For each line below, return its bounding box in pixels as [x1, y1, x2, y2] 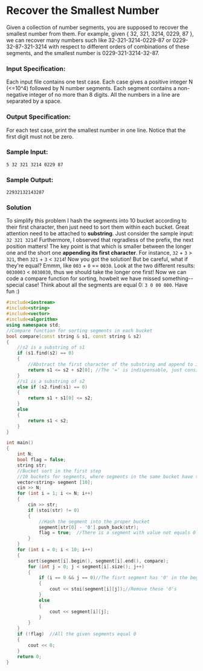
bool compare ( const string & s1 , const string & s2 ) [6, 333, 142, 339]
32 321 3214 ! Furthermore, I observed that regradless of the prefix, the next [6, 237, 194, 244]
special [6, 281, 24, 289]
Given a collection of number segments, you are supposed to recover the [6, 24, 188, 31]
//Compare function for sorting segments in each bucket [6, 327, 153, 333]
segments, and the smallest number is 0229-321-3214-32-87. [6, 49, 159, 56]
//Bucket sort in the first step [17, 468, 101, 474]
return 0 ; [17, 653, 42, 660]
